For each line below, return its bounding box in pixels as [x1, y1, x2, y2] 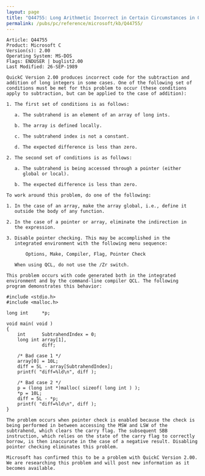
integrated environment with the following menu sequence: [14, 240, 168, 247]
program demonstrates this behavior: [6, 283, 103, 289]
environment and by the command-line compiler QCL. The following [6, 278, 179, 284]
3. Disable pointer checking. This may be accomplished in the [6, 235, 171, 242]
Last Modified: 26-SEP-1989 [6, 64, 78, 70]
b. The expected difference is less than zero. [14, 182, 138, 188]
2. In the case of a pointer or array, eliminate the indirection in [6, 219, 187, 225]
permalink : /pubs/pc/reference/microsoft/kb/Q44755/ [6, 20, 143, 26]
